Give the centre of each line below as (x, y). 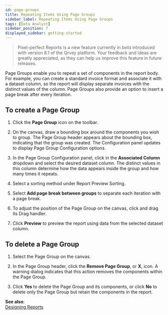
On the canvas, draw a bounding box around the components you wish (86, 132)
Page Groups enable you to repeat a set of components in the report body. (82, 73)
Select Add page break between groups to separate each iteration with (87, 193)
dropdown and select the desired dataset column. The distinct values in (86, 163)
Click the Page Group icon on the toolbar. (55, 122)
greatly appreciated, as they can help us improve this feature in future (90, 58)
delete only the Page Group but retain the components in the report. (82, 292)
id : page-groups (22, 10)
